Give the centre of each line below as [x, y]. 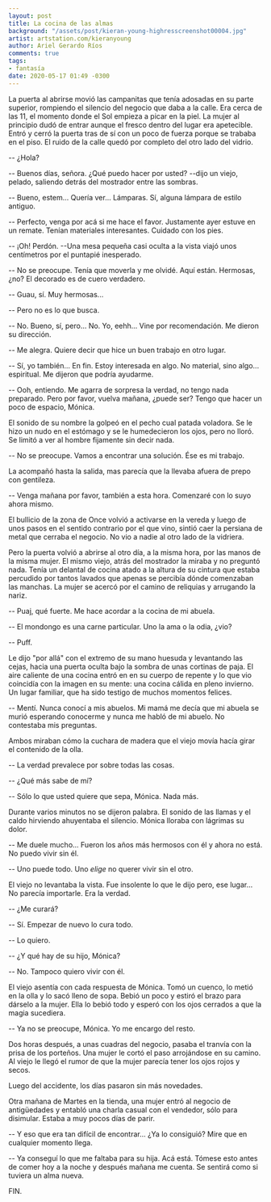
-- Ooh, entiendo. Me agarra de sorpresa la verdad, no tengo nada [119, 389]
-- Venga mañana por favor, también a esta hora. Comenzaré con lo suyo [130, 495]
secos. [19, 1070]
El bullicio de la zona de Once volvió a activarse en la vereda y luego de [127, 519]
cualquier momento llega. [50, 1142]
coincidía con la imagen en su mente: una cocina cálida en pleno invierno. [131, 683]
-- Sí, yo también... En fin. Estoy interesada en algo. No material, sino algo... [134, 365]
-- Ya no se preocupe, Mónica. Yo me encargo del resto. [102, 1028]
